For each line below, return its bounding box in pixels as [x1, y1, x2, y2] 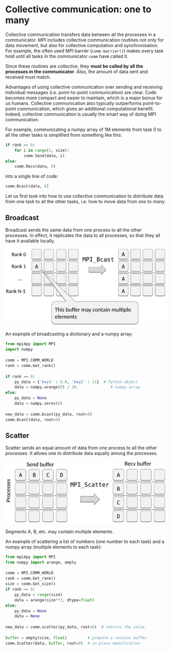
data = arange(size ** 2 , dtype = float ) [14, 597, 95, 602]
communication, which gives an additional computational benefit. [17, 105, 154, 112]
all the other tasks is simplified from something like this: [5, 132, 123, 138]
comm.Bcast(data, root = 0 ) [5, 417, 60, 422]
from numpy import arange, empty [5, 559, 77, 565]
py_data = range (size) [14, 592, 63, 597]
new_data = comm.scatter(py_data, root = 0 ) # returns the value [5, 624, 145, 630]
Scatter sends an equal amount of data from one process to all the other [5, 445, 157, 451]
